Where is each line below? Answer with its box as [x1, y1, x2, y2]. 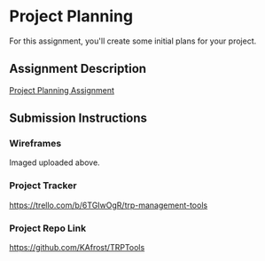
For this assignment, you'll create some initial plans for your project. [9, 36, 257, 46]
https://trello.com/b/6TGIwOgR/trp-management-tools [9, 200, 208, 210]
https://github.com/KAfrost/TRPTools [9, 242, 145, 253]
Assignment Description [9, 61, 147, 76]
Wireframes [9, 138, 62, 150]
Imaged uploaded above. [9, 157, 100, 168]
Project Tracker [9, 179, 77, 192]
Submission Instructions [9, 111, 148, 126]
